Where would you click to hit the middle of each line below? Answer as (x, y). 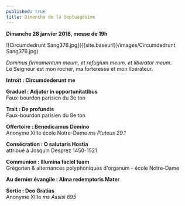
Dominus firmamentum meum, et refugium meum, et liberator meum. (89, 63)
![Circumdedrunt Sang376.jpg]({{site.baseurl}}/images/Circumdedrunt (91, 45)
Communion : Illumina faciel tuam (48, 162)
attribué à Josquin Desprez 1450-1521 (52, 150)
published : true (26, 11)
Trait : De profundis (30, 109)
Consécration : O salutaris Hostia (47, 144)
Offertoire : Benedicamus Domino (48, 126)
